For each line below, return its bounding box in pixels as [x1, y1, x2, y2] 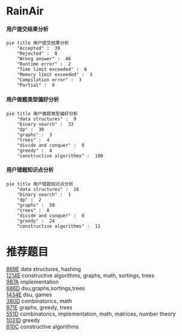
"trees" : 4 [17, 137, 50, 143]
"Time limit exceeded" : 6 [17, 66, 87, 73]
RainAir [6, 4, 44, 18]
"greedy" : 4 [17, 148, 52, 154]
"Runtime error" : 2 [17, 61, 71, 67]
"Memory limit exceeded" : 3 [17, 72, 93, 78]
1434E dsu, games [6, 291, 52, 298]
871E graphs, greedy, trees [6, 303, 73, 311]
